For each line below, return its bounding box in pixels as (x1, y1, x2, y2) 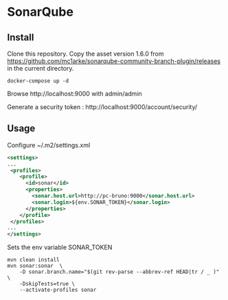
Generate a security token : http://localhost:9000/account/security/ (7, 103, 198, 111)
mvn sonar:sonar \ (7, 262, 63, 270)
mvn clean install (7, 257, 60, 264)
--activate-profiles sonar (19, 286, 97, 294)
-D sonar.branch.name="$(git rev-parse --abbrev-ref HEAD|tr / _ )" (19, 268, 220, 275)
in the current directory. (7, 65, 74, 72)
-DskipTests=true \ (19, 281, 76, 288)
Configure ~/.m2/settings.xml (7, 141, 91, 149)
